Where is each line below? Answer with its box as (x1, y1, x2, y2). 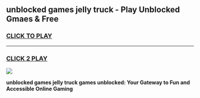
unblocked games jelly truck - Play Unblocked (6, 5, 180, 15)
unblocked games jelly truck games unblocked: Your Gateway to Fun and (6, 78, 190, 86)
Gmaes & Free (6, 14, 59, 24)
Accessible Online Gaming (6, 85, 73, 92)
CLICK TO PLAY (6, 32, 52, 40)
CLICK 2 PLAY (6, 54, 48, 62)
